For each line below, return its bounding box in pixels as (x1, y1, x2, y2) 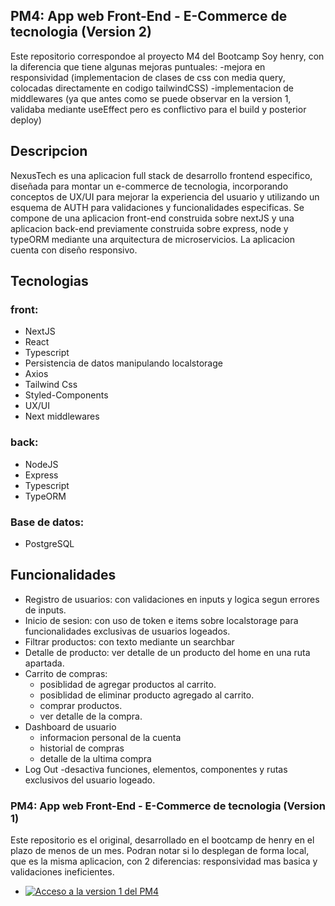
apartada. (24, 657, 65, 669)
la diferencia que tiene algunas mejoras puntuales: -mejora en (10, 60, 266, 73)
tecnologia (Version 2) (10, 24, 152, 41)
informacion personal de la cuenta (39, 731, 182, 743)
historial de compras (39, 742, 125, 754)
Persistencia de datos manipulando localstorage (24, 357, 223, 369)
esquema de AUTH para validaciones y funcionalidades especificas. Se (10, 201, 305, 213)
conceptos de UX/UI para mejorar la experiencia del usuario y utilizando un (10, 190, 320, 203)
